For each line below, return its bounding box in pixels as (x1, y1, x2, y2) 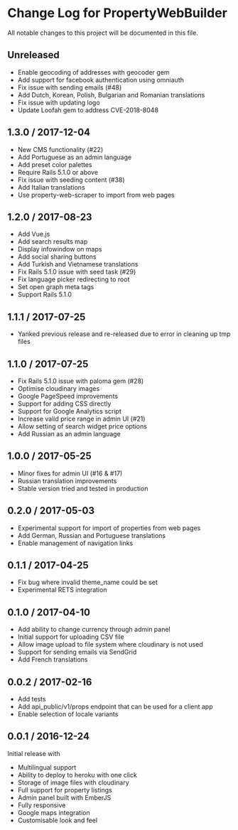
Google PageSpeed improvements (17, 392, 119, 400)
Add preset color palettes (17, 160, 92, 168)
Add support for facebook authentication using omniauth (17, 75, 185, 84)
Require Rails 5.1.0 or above (17, 168, 98, 176)
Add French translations (17, 655, 88, 664)
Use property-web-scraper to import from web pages (17, 190, 175, 199)
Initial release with (7, 749, 60, 758)
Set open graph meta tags (17, 283, 94, 291)
